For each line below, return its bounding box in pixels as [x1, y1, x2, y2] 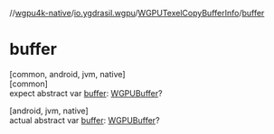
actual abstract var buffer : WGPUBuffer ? [9, 114, 160, 125]
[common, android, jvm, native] [9, 68, 126, 79]
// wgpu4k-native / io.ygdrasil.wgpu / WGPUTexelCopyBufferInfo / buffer [9, 8, 265, 18]
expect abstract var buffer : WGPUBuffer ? [9, 87, 163, 98]
